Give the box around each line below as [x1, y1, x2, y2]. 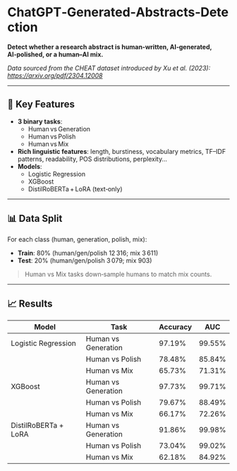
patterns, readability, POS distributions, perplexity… [17, 155, 168, 163]
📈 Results [7, 297, 53, 309]
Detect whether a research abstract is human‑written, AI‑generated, [7, 42, 212, 51]
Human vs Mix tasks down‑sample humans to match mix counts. [24, 270, 212, 278]
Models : [17, 162, 42, 170]
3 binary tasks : [17, 117, 63, 126]
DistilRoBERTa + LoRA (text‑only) [28, 184, 123, 193]
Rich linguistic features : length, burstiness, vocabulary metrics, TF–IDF [17, 147, 226, 155]
